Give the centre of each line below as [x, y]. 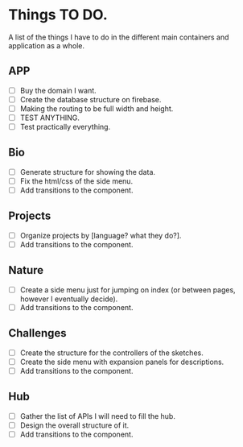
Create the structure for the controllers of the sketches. [111, 353]
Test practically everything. [65, 127]
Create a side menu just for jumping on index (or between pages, [128, 290]
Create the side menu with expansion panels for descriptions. [122, 362]
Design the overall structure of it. [74, 425]
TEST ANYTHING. [50, 118]
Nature [26, 270]
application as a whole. [47, 45]
